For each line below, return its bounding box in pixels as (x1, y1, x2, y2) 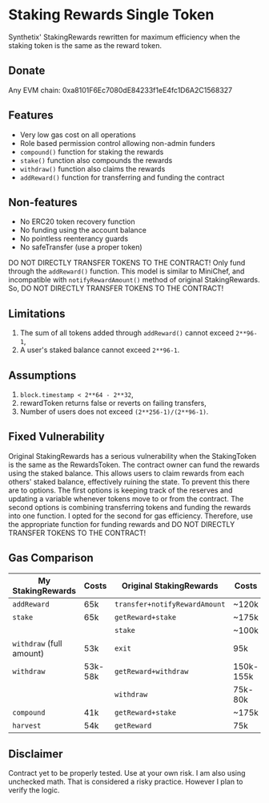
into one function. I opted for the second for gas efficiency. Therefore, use (8, 511, 254, 521)
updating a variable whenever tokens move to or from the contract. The (8, 493, 244, 503)
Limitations (8, 306, 66, 320)
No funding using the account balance (19, 225, 147, 235)
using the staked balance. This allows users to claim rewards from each (8, 468, 245, 478)
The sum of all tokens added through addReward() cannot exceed (19, 328, 235, 338)
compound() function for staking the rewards (19, 147, 164, 156)
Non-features (8, 195, 78, 209)
